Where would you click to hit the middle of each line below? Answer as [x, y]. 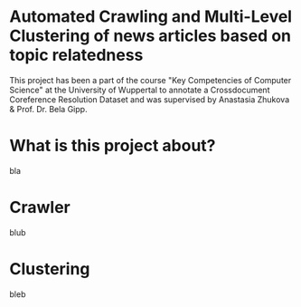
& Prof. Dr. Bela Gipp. [48, 109]
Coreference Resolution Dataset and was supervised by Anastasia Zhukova [150, 99]
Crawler [40, 208]
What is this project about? [113, 146]
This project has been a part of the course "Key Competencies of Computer [150, 80]
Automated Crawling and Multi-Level [150, 17]
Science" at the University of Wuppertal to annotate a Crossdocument [140, 90]
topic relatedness [76, 55]
